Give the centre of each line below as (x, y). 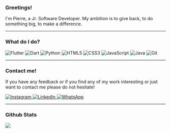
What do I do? (23, 42)
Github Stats (21, 114)
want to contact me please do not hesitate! (50, 87)
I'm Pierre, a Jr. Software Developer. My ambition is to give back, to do (79, 19)
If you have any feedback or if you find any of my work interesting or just (81, 81)
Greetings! (19, 8)
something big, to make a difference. (44, 24)
